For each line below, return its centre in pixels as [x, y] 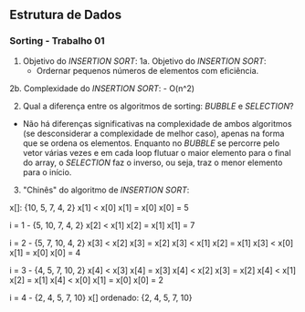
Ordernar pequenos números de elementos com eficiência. [147, 70]
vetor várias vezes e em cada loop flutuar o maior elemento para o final [157, 152]
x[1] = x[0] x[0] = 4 [45, 252]
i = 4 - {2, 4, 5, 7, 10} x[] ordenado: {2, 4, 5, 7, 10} [101, 297]
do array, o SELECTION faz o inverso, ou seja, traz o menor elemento [152, 162]
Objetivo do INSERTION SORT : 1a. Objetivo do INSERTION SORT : [144, 61]
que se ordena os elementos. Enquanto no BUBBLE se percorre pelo [151, 143]
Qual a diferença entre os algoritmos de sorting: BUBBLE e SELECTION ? [158, 106]
